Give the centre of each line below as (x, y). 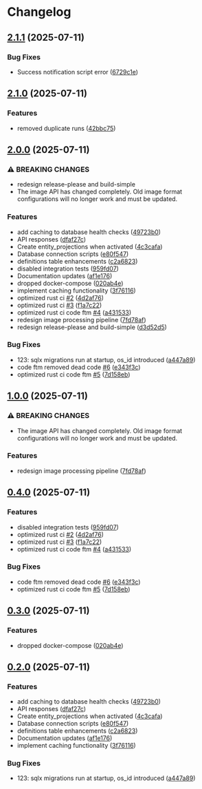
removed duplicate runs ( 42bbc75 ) (66, 128)
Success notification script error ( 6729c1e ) (78, 72)
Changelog (39, 12)
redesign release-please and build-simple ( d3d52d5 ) (92, 327)
